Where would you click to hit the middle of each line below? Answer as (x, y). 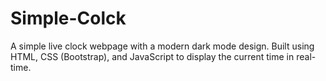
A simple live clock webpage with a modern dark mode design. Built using (162, 46)
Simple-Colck (68, 18)
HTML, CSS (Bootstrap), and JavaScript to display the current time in (152, 56)
